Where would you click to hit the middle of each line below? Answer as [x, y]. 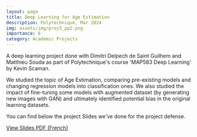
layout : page [22, 12]
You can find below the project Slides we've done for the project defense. [96, 116]
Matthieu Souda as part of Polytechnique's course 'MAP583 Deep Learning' [99, 62]
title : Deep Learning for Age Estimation [58, 17]
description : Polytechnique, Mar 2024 [54, 22]
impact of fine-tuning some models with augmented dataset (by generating [98, 92]
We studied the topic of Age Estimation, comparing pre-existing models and [98, 80]
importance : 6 [24, 34]
